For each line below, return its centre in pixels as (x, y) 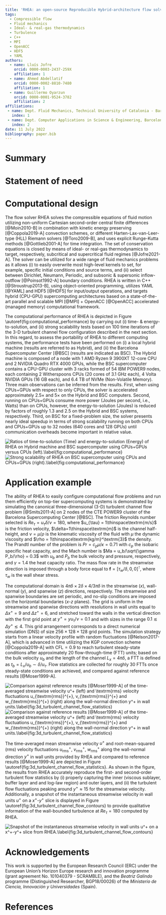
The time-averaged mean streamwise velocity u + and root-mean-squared (80, 743)
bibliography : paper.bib (31, 134)
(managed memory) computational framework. (53, 307)
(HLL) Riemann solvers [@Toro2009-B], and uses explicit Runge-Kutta (87, 238)
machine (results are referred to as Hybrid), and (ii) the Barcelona (72, 348)
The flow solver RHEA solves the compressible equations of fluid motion (79, 217)
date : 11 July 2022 (25, 129)
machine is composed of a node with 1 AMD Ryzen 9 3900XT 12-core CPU (81, 358)
